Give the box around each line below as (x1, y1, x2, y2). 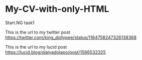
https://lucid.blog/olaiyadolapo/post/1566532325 (5, 49, 106, 55)
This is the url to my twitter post (5, 29, 71, 35)
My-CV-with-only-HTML (5, 3, 110, 15)
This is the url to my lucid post (5, 44, 67, 50)
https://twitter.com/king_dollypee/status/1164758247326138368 (5, 34, 137, 40)
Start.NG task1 (5, 20, 35, 26)
